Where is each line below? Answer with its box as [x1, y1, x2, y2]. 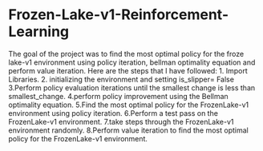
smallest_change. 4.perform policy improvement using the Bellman [8, 91, 229, 101]
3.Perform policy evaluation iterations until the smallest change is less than [8, 82, 256, 93]
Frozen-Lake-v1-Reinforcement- [8, 6, 229, 24]
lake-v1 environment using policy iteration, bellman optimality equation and [8, 58, 256, 67]
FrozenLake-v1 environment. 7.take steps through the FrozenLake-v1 [8, 117, 234, 126]
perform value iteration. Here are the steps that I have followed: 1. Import [8, 66, 249, 75]
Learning [8, 22, 70, 41]
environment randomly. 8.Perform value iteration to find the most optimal [8, 125, 249, 135]
